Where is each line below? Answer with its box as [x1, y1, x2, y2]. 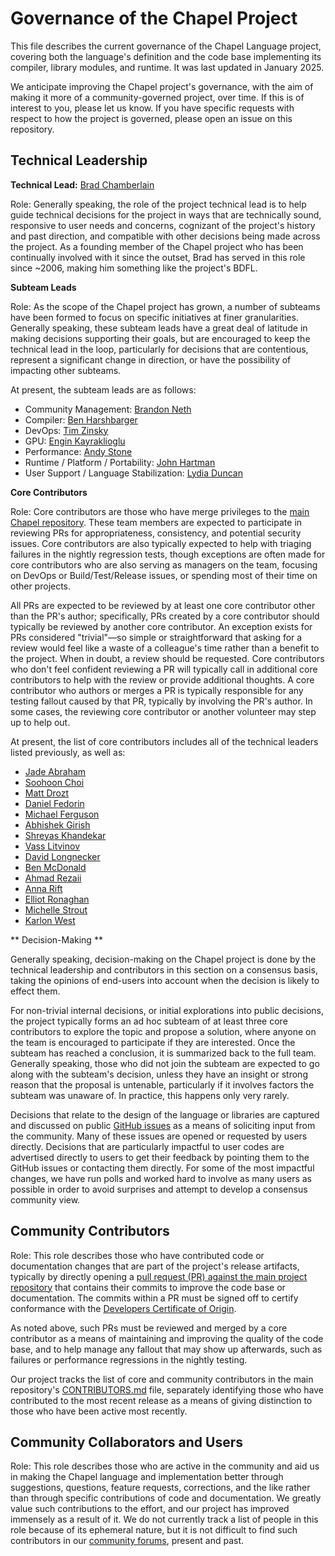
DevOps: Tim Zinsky [24, 424, 109, 436]
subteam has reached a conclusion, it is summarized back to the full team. [10, 1047, 317, 1059]
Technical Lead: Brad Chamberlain [10, 178, 155, 191]
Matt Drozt [24, 787, 70, 799]
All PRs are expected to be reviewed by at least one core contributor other [10, 599, 316, 611]
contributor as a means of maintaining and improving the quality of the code [10, 1332, 324, 1344]
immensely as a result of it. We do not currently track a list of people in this [10, 1513, 319, 1526]
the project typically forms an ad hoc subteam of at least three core [10, 1015, 288, 1027]
